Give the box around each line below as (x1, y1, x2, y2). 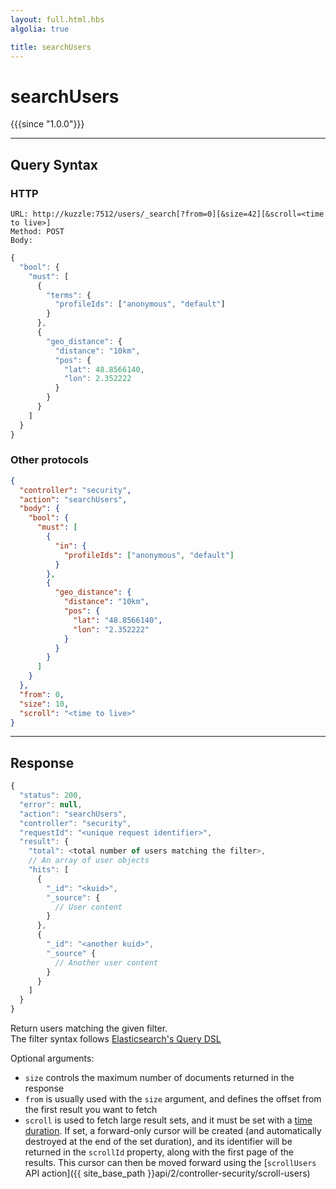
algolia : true (10, 24, 70, 34)
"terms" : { (46, 290, 92, 300)
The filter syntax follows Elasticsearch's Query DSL (10, 1033, 222, 1045)
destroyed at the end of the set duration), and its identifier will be (24, 1136, 293, 1148)
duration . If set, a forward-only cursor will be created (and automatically (24, 1125, 322, 1137)
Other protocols (10, 453, 89, 467)
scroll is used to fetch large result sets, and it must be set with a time (24, 1114, 313, 1126)
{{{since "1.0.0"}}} (10, 118, 85, 130)
